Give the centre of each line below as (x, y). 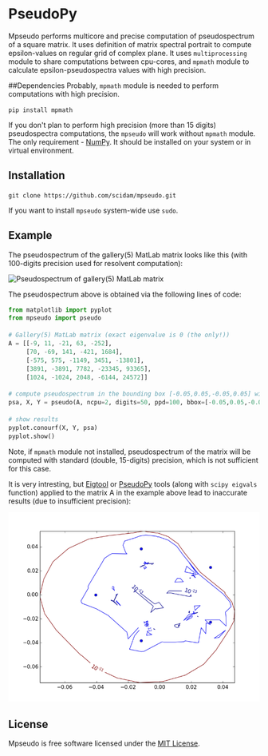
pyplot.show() (32, 436)
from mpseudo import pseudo (55, 318)
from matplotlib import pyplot (60, 310)
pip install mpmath (41, 110)
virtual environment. (41, 150)
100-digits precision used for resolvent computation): (96, 263)
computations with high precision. (64, 94)
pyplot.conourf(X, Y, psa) (53, 428)
